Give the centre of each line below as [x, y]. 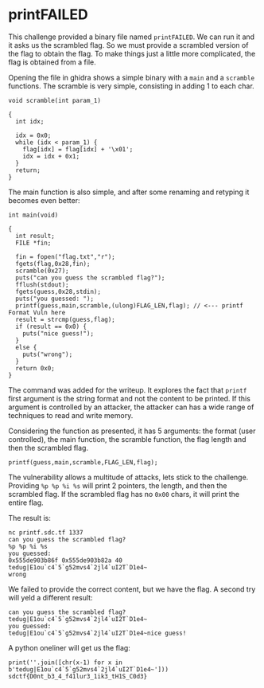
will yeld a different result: [50, 597]
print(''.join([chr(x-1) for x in [66, 663]
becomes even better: [44, 200]
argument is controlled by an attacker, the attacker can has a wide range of [131, 407]
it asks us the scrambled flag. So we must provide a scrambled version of [128, 45]
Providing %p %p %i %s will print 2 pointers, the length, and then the [118, 485]
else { [26, 347]
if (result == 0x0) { [51, 326]
